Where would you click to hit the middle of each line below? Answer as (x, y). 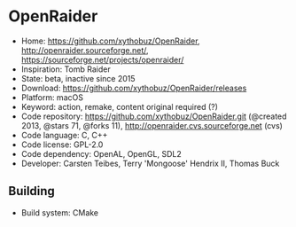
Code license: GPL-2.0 (62, 145)
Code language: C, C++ (64, 135)
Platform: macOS (52, 97)
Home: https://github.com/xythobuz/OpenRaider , (110, 41)
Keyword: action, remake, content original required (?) (120, 106)
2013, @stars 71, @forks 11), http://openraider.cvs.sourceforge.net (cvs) (152, 125)
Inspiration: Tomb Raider (66, 69)
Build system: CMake (60, 212)
